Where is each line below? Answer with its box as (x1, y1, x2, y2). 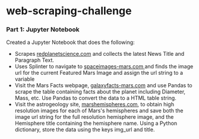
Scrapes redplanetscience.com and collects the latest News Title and (14, 50, 185, 58)
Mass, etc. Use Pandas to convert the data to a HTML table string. (14, 94, 176, 102)
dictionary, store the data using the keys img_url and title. (14, 126, 155, 133)
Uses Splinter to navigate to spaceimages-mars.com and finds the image (14, 63, 194, 70)
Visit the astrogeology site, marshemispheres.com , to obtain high (14, 101, 174, 108)
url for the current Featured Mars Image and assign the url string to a (14, 69, 183, 77)
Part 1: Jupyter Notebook (6, 26, 80, 34)
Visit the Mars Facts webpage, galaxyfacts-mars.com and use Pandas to (14, 82, 193, 89)
